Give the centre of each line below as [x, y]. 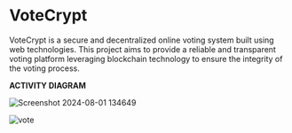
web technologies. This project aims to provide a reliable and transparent [143, 49]
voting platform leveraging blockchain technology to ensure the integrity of [146, 59]
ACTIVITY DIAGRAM [47, 85]
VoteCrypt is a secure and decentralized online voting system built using [142, 40]
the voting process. [44, 68]
